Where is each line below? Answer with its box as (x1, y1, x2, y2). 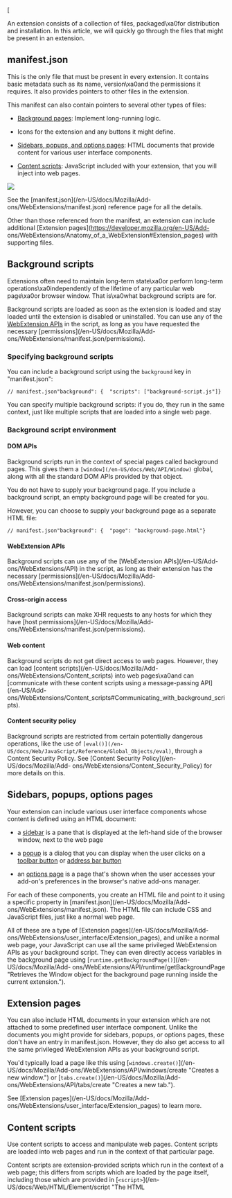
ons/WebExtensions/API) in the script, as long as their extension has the (7, 565, 213, 573)
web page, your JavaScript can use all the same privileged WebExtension (7, 940, 217, 949)
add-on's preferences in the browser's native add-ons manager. (17, 877, 201, 886)
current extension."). (7, 977, 66, 986)
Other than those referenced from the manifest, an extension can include (7, 216, 215, 224)
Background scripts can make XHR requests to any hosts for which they (7, 610, 213, 619)
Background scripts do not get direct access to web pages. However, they (7, 656, 219, 664)
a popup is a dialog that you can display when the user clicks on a (17, 849, 206, 857)
